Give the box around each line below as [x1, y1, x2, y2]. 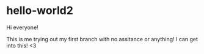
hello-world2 [6, 4, 73, 18]
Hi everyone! [6, 24, 38, 31]
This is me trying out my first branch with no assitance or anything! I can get [6, 35, 199, 42]
